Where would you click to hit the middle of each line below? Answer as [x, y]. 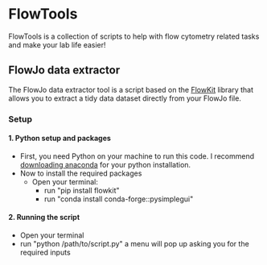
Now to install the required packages [81, 173]
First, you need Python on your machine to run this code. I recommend [137, 156]
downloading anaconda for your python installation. [105, 164]
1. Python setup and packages [60, 139]
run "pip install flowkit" [82, 190]
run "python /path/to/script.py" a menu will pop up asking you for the [134, 244]
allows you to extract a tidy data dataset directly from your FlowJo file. [125, 98]
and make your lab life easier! [57, 44]
